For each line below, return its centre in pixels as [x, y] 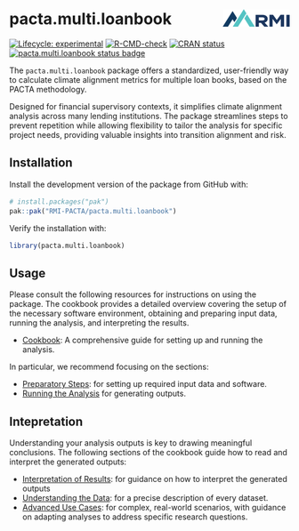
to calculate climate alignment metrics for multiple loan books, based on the [148, 79]
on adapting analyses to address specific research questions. [135, 517]
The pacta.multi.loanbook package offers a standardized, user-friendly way [149, 70]
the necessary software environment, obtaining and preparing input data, [143, 314]
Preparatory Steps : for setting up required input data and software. [144, 384]
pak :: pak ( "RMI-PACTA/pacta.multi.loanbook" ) [93, 211]
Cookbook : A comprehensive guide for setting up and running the [142, 340]
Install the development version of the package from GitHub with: [129, 184]
